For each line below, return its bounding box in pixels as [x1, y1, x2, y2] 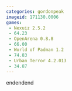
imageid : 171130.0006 [6, 14, 59, 20]
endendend [6, 79, 34, 86]
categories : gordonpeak [6, 8, 64, 15]
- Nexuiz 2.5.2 [8, 25, 46, 31]
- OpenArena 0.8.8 [8, 36, 54, 42]
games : [6, 19, 22, 25]
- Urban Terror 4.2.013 [8, 58, 67, 63]
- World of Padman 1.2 [8, 47, 64, 53]
